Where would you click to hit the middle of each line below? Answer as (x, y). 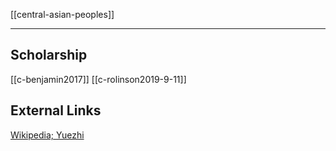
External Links (56, 110)
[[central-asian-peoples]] (62, 14)
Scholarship (49, 55)
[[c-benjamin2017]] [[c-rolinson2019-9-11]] (98, 79)
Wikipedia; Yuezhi (47, 135)
